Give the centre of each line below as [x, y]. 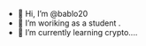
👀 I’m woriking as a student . [69, 23]
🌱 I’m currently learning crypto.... [77, 32]
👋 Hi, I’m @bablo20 [53, 14]
